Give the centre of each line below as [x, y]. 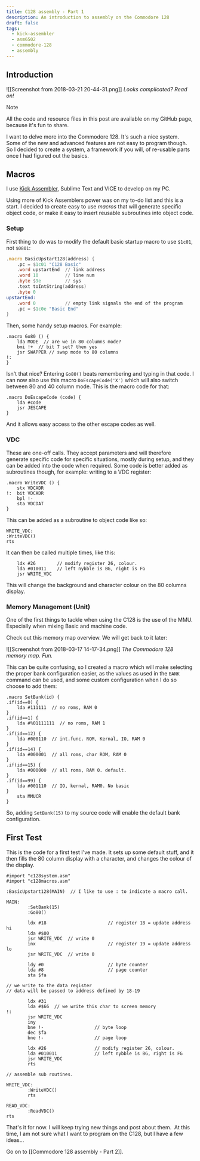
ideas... [15, 1140]
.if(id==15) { [24, 765]
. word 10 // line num [56, 275]
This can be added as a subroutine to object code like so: [77, 520]
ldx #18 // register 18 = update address [109, 923]
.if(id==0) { [22, 702]
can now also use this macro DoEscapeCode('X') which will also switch [92, 380]
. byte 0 [26, 292]
